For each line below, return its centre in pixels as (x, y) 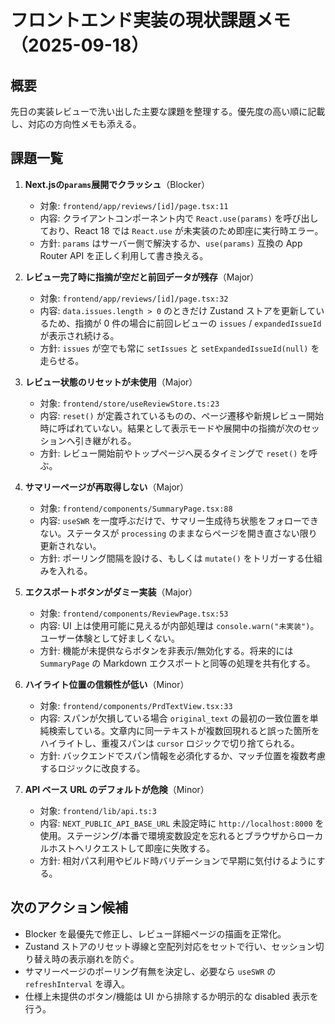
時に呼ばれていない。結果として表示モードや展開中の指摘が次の (171, 428)
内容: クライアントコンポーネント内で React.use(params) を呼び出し (179, 218)
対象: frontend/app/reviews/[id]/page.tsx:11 (134, 205)
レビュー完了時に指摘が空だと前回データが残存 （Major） (142, 277)
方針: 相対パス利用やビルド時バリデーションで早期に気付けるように (178, 860)
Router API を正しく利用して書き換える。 (124, 255)
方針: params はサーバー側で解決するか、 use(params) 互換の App (171, 243)
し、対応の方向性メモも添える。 (76, 124)
